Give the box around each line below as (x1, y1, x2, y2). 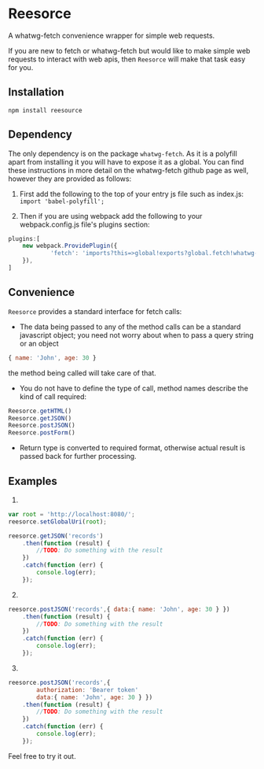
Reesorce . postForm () (8, 429, 76, 437)
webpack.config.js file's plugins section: (19, 220, 151, 229)
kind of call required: (19, 391, 87, 401)
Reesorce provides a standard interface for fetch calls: (8, 306, 182, 316)
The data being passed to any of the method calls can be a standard (19, 322, 241, 331)
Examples (8, 474, 57, 488)
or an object (19, 338, 59, 348)
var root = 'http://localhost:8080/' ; (8, 510, 135, 518)
